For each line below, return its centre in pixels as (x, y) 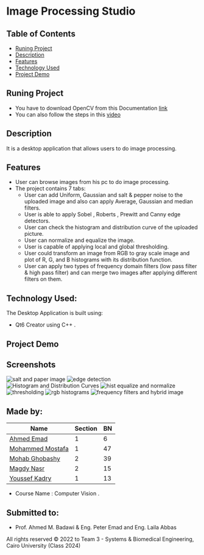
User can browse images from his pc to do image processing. (92, 182)
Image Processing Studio (71, 11)
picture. (34, 234)
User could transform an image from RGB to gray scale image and (107, 253)
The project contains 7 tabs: (50, 189)
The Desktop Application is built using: (55, 313)
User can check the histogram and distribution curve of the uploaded (111, 227)
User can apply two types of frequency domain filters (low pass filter (111, 266)
